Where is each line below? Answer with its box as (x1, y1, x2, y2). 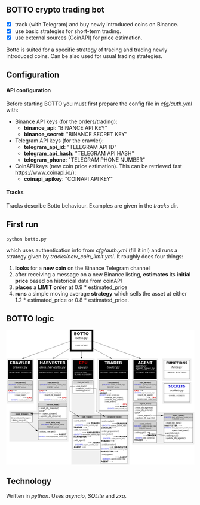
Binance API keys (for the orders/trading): (14, 118, 118, 125)
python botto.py (6, 236, 47, 242)
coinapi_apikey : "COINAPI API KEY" (23, 175, 113, 182)
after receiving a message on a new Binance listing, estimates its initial (14, 270, 191, 278)
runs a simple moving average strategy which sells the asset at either (14, 290, 187, 297)
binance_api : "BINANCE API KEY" (23, 124, 107, 131)
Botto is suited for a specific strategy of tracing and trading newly (6, 46, 168, 53)
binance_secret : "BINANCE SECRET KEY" (23, 130, 128, 138)
